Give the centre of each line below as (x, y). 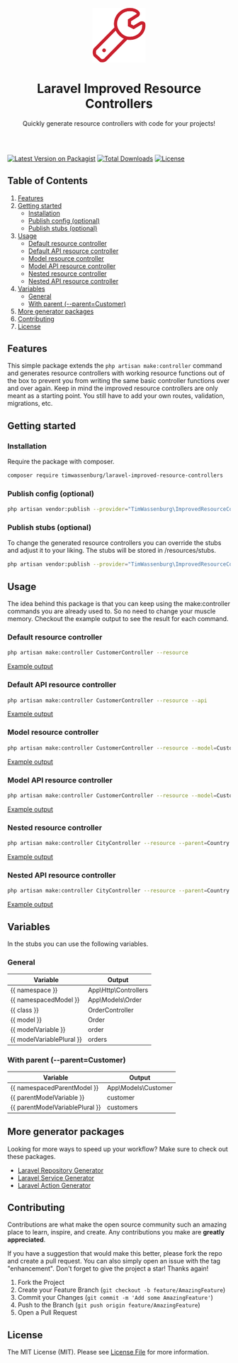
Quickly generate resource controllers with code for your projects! (119, 123)
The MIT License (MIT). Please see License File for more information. (108, 1352)
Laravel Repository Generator (61, 1170)
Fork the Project (41, 1283)
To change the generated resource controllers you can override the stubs (114, 543)
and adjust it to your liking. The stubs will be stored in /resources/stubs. (112, 551)
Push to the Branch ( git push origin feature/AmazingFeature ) (109, 1305)
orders (97, 1040)
